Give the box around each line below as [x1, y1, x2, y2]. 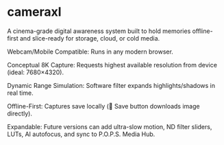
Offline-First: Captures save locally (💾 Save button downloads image [7, 102, 200, 110]
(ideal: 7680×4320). [7, 68, 64, 76]
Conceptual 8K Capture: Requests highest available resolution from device [7, 60, 218, 69]
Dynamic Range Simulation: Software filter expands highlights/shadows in [7, 81, 216, 89]
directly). [7, 109, 33, 118]
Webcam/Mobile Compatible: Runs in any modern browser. [7, 47, 173, 56]
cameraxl [7, 4, 62, 20]
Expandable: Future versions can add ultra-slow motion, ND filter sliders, [7, 122, 212, 131]
